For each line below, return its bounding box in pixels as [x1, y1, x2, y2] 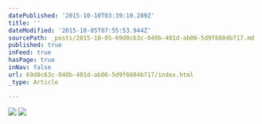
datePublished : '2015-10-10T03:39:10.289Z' [8, 11, 155, 20]
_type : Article [8, 78, 59, 86]
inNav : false [8, 64, 52, 72]
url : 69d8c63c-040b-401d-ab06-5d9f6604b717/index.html [8, 71, 194, 79]
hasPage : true [8, 56, 56, 64]
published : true [8, 41, 62, 49]
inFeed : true [8, 48, 52, 56]
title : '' [8, 19, 41, 27]
